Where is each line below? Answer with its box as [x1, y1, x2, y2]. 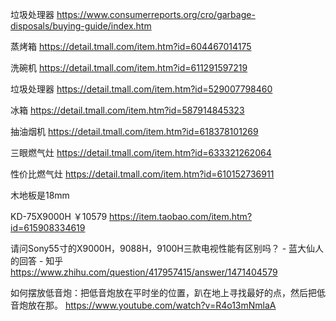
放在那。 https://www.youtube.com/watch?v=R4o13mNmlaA [27, 299, 277, 311]
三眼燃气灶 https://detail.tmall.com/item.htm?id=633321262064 [10, 147, 272, 158]
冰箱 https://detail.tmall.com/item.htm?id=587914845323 [10, 104, 245, 116]
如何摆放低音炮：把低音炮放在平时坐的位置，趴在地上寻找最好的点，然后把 [10, 287, 317, 298]
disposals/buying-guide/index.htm [10, 20, 152, 32]
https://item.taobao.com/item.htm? [109, 211, 253, 222]
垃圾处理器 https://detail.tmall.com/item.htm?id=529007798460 [10, 83, 273, 95]
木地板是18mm [10, 189, 70, 201]
